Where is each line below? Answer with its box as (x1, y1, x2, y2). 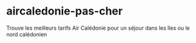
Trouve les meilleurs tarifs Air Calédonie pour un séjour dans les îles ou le (6, 24, 190, 31)
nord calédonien (6, 30, 47, 38)
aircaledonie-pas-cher (6, 4, 123, 18)
